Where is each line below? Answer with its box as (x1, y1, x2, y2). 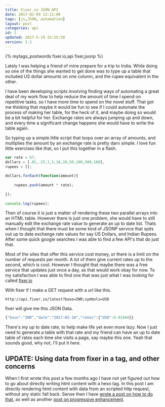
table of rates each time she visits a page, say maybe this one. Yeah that (5, 335, 153, 340)
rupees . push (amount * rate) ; (14, 183, 74, 188)
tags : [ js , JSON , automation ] (5, 16, 65, 21)
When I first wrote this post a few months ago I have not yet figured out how (5, 375, 160, 381)
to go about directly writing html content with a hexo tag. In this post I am (5, 381, 154, 387)
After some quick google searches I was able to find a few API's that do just (5, 236, 159, 242)
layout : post (5, 21, 32, 26)
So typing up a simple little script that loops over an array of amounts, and (5, 135, 156, 140)
